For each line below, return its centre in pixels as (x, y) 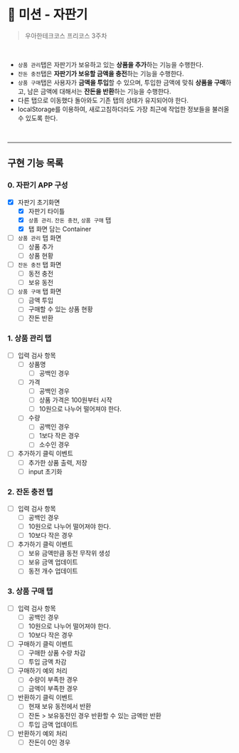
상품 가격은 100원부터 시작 (75, 400)
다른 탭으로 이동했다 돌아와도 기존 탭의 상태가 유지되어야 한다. (103, 100)
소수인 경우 (54, 445)
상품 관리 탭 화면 (39, 238)
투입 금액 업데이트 (53, 725)
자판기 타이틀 (47, 211)
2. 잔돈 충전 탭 (30, 492)
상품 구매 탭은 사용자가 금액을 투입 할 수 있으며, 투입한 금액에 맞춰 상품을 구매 (122, 82)
